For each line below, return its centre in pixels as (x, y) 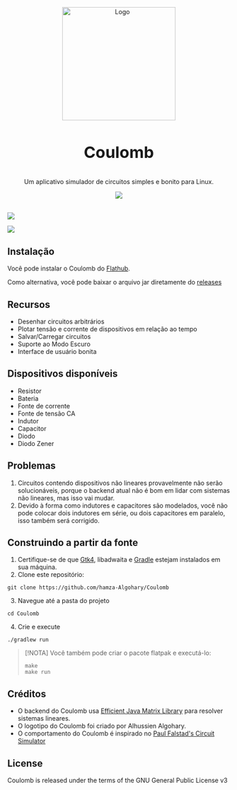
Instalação (31, 251)
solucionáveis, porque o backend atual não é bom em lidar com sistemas (123, 490)
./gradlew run (28, 640)
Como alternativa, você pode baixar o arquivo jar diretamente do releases (115, 282)
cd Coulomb (23, 614)
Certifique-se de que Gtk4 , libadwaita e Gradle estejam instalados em (119, 560)
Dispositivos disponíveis (63, 374)
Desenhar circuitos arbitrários (61, 321)
